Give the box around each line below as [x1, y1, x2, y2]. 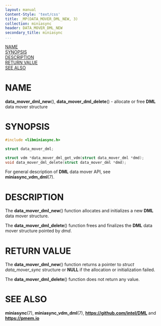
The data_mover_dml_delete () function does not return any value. [5, 277, 140, 282]
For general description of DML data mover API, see [5, 169, 111, 175]
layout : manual [5, 7, 36, 12]
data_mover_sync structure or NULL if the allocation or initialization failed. [5, 267, 155, 273]
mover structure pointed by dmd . [5, 228, 72, 234]
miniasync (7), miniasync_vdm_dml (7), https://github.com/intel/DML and [5, 310, 157, 316]
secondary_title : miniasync [5, 30, 63, 35]
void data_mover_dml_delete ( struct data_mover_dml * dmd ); [5, 160, 127, 165]
